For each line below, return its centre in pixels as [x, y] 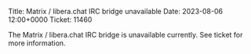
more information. [37, 43]
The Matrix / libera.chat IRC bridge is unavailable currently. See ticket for [125, 35]
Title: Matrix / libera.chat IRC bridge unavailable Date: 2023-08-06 [116, 11]
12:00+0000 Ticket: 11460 [50, 20]
